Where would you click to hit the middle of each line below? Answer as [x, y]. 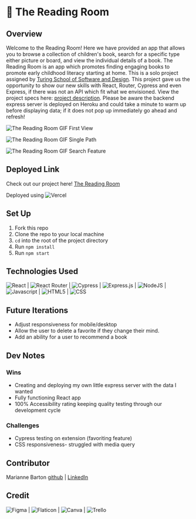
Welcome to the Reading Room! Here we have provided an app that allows [96, 48]
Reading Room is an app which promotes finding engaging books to [88, 67]
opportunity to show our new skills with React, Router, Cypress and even [94, 85]
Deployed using [25, 195]
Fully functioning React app [48, 398]
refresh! [16, 117]
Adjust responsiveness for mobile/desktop [66, 325]
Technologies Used [42, 271]
